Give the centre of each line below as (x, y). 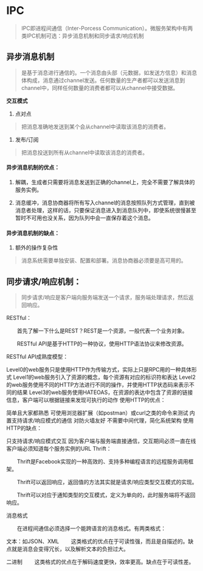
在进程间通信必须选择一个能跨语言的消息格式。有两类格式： (91, 528)
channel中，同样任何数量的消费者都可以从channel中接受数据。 (100, 88)
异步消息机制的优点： (33, 167)
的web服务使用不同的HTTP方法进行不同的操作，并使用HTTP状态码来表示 (98, 384)
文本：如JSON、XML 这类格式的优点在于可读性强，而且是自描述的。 (97, 541)
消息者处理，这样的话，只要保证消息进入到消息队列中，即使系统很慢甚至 (105, 210)
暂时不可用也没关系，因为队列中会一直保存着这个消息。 (84, 218)
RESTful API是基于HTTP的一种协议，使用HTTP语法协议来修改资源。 (102, 344)
